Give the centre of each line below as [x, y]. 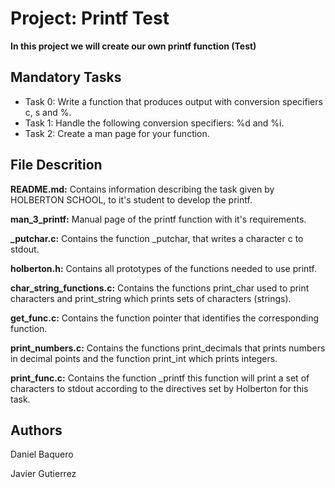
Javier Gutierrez [43, 474]
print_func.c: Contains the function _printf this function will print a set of [160, 378]
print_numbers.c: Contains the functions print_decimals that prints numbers [168, 348]
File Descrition [56, 165]
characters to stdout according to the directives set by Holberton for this [159, 388]
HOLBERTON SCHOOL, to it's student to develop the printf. [131, 199]
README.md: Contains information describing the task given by [142, 189]
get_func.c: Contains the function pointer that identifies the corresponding [164, 318]
